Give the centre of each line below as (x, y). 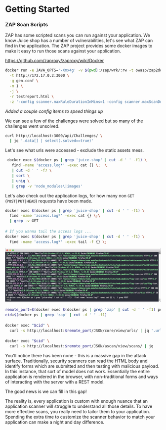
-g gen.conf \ (24, 81)
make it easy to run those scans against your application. (63, 51)
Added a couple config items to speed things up (54, 111)
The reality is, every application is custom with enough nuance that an (77, 401)
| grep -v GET (24, 221)
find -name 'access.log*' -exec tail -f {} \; (58, 242)
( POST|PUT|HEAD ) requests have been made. (49, 201)
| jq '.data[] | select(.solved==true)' (52, 141)
